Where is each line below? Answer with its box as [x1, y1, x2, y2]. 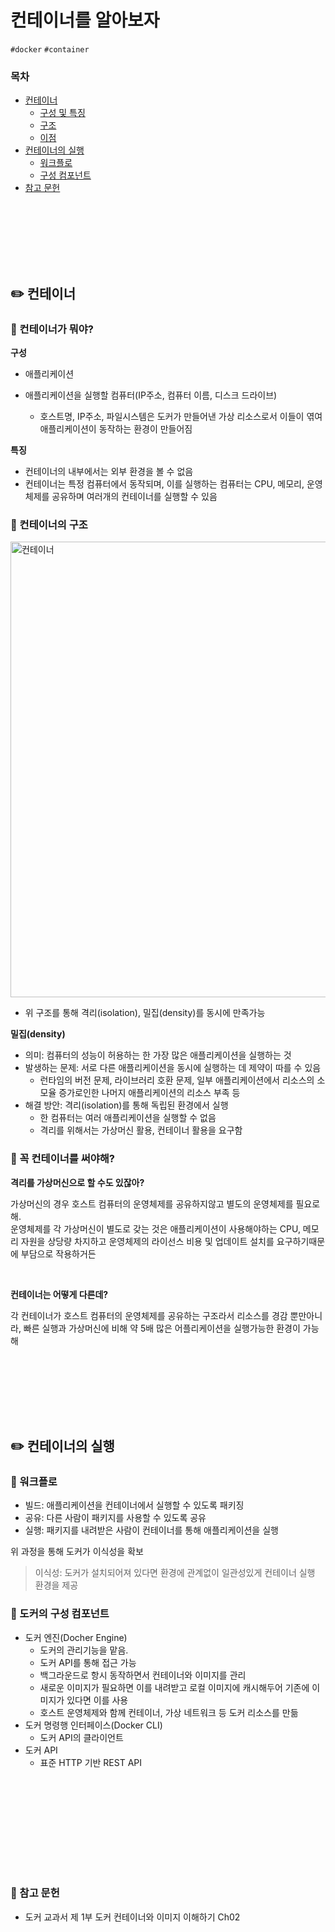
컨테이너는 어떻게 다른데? [10, 1288, 109, 1300]
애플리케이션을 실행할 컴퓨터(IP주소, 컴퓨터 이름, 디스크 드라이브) [24, 389, 278, 401]
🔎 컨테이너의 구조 [10, 517, 88, 531]
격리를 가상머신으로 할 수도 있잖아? [10, 1176, 145, 1188]
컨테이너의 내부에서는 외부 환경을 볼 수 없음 [24, 465, 194, 477]
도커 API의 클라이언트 [39, 1731, 124, 1743]
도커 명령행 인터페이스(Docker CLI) [24, 1719, 163, 1731]
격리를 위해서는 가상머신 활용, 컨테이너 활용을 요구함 [39, 1124, 243, 1136]
